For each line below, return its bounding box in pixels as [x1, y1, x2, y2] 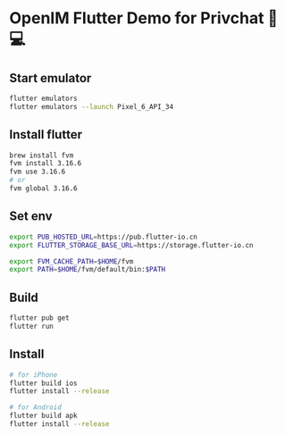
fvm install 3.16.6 [9, 159, 82, 168]
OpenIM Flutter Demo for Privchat [9, 8, 264, 29]
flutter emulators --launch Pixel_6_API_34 [9, 102, 174, 111]
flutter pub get [9, 314, 70, 323]
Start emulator [9, 71, 92, 86]
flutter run [9, 322, 54, 331]
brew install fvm [9, 151, 74, 160]
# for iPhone [9, 370, 58, 379]
